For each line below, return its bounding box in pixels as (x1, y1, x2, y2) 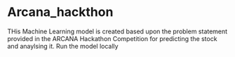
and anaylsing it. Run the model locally (7, 42, 119, 50)
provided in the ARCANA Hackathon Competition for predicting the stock (7, 34, 217, 42)
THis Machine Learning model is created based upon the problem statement (7, 27, 228, 35)
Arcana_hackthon (7, 4, 114, 20)
